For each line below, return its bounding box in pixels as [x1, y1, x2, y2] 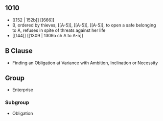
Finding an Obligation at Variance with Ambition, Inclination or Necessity [12, 60, 158, 66]
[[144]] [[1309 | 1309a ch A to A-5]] [12, 32, 83, 38]
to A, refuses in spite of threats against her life [12, 27, 106, 33]
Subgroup [5, 99, 29, 106]
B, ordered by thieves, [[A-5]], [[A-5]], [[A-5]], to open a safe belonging [12, 22, 156, 28]
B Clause [5, 47, 33, 55]
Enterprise [12, 87, 33, 93]
